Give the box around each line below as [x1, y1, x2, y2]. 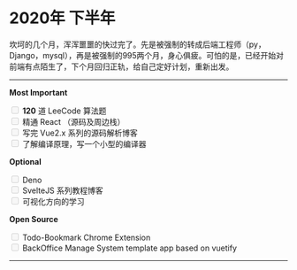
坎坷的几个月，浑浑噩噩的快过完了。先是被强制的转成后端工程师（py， [9, 39, 267, 50]
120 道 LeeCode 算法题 [21, 105, 107, 116]
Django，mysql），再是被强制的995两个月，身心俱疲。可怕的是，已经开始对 [9, 50, 285, 60]
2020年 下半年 [9, 8, 116, 28]
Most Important [9, 87, 68, 97]
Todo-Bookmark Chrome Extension [21, 232, 151, 243]
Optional [9, 156, 42, 166]
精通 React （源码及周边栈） [21, 116, 126, 127]
